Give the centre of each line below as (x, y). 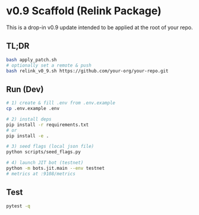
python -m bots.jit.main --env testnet (56, 168)
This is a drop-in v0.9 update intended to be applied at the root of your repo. (99, 27)
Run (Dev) (25, 89)
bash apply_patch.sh (32, 60)
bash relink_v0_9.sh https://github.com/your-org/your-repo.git (87, 71)
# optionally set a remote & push (49, 65)
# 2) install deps (29, 119)
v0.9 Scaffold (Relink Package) (84, 11)
